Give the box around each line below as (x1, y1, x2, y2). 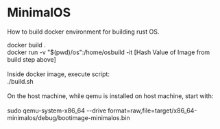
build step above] (7, 55, 56, 63)
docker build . (7, 40, 46, 49)
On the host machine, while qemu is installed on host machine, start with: (7, 91, 214, 100)
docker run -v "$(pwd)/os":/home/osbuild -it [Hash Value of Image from (7, 48, 210, 56)
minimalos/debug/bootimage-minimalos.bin (7, 113, 130, 121)
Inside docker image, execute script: (7, 70, 110, 78)
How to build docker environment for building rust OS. (7, 27, 160, 36)
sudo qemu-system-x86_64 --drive (7, 106, 107, 115)
